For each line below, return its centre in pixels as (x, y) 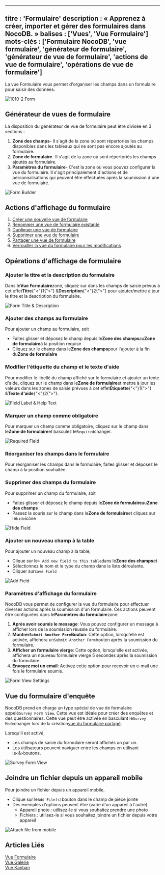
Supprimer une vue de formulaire (46, 235)
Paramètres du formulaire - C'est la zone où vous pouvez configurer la (84, 167)
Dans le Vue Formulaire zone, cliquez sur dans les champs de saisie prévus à (82, 286)
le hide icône (24, 518)
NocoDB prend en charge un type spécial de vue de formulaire (69, 708)
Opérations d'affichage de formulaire (63, 261)
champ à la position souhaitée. (36, 470)
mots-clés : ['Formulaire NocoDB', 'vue (66, 42)
